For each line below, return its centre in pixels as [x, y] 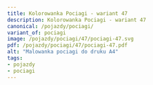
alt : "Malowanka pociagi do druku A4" [63, 52]
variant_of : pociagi [37, 33]
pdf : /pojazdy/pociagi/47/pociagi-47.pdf [68, 45]
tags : [15, 58]
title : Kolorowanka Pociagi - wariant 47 [68, 13]
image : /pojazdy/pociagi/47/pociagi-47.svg [71, 39]
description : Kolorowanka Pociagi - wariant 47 [77, 20]
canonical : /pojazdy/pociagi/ [51, 26]
